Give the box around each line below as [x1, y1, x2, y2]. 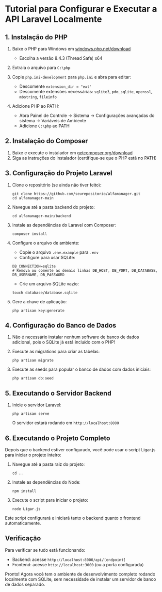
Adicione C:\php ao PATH [19, 123, 70, 129]
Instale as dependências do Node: [12, 479, 81, 485]
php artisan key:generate [12, 308, 65, 313]
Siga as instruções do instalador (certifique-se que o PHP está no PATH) [12, 155, 157, 161]
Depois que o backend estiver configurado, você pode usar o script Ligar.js [5, 447, 156, 453]
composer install [12, 231, 48, 236]
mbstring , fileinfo [19, 94, 57, 99]
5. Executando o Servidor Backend [5, 389, 112, 397]
